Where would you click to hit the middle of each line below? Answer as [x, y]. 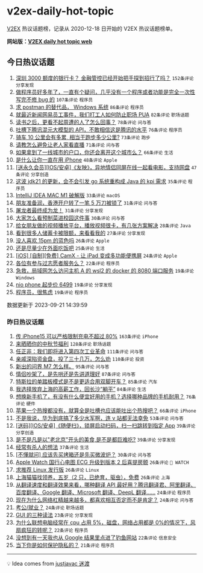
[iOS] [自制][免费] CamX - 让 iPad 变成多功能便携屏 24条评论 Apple [96, 255]
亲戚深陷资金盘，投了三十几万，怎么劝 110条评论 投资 [80, 359]
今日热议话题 [31, 62]
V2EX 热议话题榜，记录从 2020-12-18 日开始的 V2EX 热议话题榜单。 [92, 28]
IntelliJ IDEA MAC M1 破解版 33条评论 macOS [68, 195]
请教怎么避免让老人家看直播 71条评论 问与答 [67, 144]
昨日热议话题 [26, 322]
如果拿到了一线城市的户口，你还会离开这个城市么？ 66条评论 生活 [94, 152]
